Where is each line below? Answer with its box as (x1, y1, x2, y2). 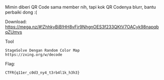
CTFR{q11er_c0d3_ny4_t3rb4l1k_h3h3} (5, 70, 80, 75)
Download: (5, 19, 27, 24)
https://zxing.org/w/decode (5, 52, 63, 57)
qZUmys (5, 29, 23, 35)
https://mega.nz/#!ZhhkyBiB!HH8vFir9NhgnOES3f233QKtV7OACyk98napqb (5, 24, 159, 30)
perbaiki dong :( (5, 9, 38, 15)
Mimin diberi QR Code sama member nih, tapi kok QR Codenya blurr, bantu (5, 4, 156, 10)
